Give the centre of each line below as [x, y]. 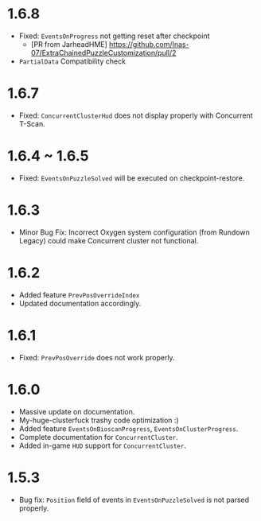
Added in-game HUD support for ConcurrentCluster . [102, 445]
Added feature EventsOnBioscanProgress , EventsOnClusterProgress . [129, 428]
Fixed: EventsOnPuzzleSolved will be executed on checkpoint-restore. [132, 178]
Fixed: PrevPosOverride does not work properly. [97, 357]
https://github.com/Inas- [149, 44]
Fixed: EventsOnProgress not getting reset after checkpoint [114, 36]
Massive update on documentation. [77, 411]
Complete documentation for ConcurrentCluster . [98, 437]
